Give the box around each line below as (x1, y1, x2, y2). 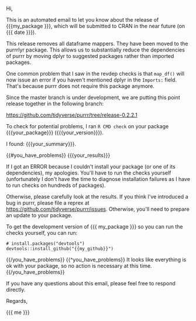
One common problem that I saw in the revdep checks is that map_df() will (6, 70, 185, 77)
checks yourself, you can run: (6, 230, 78, 236)
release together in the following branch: (6, 100, 104, 107)
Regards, (6, 298, 28, 304)
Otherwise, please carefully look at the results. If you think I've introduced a (6, 193, 188, 200)
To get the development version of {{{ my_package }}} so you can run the (6, 223, 183, 230)
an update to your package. (6, 212, 73, 218)
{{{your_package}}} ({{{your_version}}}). (6, 129, 104, 136)
